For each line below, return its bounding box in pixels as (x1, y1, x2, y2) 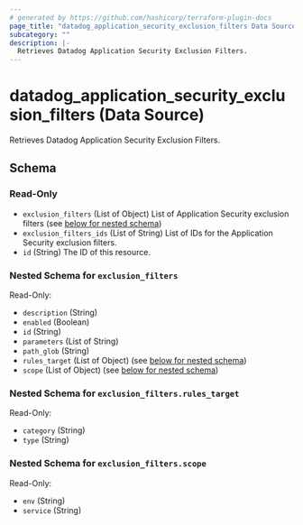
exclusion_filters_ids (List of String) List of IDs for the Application (22, 227, 273, 238)
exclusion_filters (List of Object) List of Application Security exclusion (22, 208, 289, 219)
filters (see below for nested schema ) (22, 217, 162, 228)
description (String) (22, 308, 97, 318)
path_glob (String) (22, 345, 90, 356)
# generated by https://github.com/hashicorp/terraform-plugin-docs (9, 13, 272, 23)
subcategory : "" (9, 30, 70, 39)
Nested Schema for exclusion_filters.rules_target (9, 387, 240, 400)
